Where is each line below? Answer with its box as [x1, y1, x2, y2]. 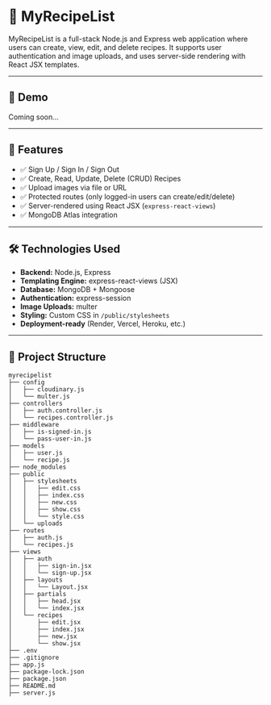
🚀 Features [8, 143, 64, 156]
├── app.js [8, 661, 45, 669]
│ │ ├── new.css [8, 499, 78, 507]
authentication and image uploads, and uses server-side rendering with [8, 51, 246, 60]
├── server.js [8, 689, 56, 697]
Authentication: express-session [19, 294, 131, 303]
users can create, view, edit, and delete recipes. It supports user [8, 42, 222, 52]
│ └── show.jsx [8, 640, 81, 648]
